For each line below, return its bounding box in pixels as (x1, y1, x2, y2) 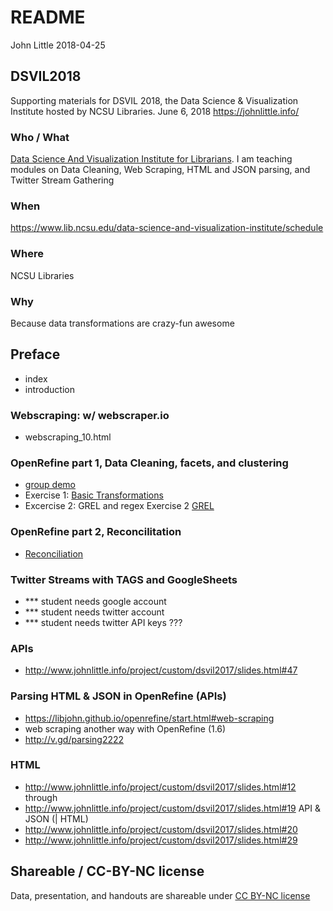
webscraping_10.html (24, 431, 112, 443)
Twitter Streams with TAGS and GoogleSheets (10, 572, 238, 586)
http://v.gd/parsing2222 (24, 733, 125, 745)
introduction (24, 383, 75, 395)
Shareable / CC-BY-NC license (10, 863, 205, 880)
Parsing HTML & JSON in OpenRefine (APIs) (10, 689, 227, 703)
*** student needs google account (24, 595, 167, 607)
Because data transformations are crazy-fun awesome (10, 317, 235, 329)
